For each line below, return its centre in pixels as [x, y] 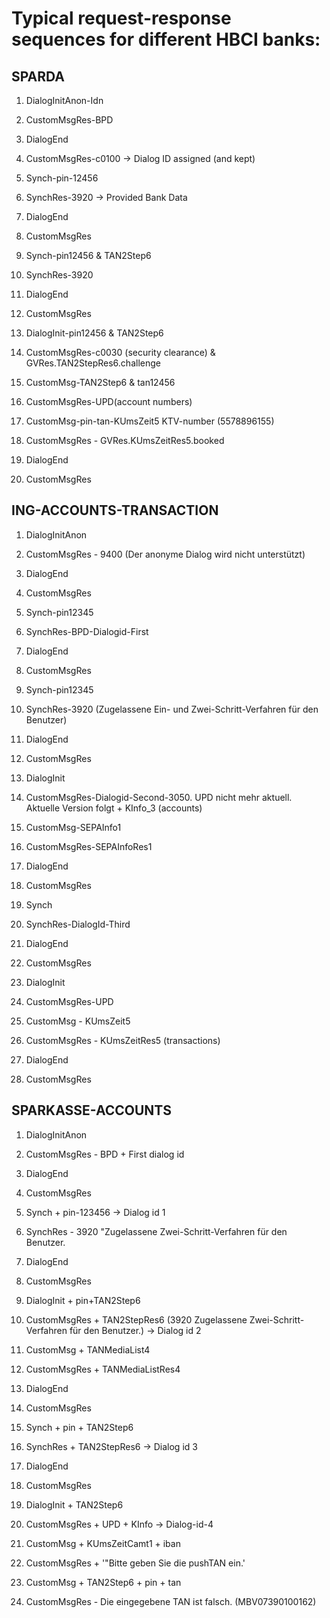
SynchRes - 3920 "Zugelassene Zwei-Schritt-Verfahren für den [156, 1231]
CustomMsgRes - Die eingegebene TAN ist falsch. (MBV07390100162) [171, 1601]
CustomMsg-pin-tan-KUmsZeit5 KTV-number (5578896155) [150, 421]
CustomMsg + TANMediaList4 [88, 1349]
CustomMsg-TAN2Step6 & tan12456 [100, 382]
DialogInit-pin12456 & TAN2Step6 [94, 333]
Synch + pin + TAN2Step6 [79, 1427]
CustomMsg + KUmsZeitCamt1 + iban [103, 1543]
